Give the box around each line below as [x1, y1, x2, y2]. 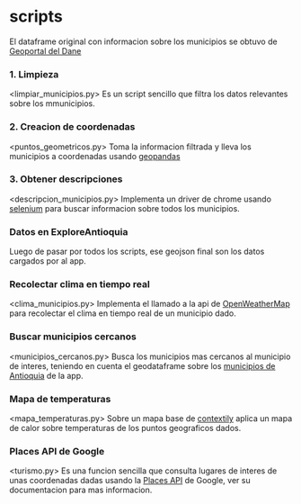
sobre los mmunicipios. [9, 98, 96, 109]
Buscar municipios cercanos [9, 330, 137, 343]
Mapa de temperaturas [9, 392, 111, 405]
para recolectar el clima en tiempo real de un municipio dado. [9, 308, 236, 319]
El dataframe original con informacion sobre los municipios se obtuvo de [9, 36, 278, 47]
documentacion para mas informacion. [9, 484, 153, 496]
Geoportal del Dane [9, 45, 82, 56]
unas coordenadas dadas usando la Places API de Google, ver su [9, 475, 251, 486]
